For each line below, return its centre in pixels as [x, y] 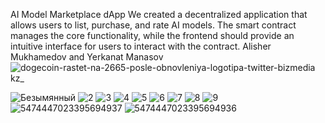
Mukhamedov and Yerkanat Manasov [87, 57]
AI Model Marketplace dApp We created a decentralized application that [159, 14]
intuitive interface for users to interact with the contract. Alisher [141, 46]
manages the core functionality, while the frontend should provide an [152, 35]
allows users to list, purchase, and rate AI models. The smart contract [153, 25]
